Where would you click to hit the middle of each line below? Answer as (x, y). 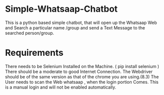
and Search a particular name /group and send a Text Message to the (75, 27)
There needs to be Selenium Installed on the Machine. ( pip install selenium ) (82, 66)
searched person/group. (30, 33)
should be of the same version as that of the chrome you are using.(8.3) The (82, 76)
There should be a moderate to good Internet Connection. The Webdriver (79, 71)
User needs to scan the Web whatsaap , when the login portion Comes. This (82, 82)
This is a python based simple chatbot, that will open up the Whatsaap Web (81, 23)
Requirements (34, 53)
